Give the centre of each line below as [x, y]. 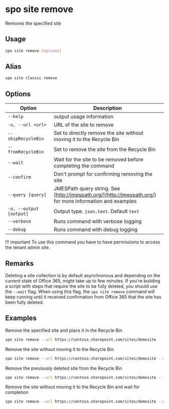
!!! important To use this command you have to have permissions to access [83, 242]
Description [108, 108]
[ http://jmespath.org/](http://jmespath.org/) [105, 195]
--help [16, 117]
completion [17, 392]
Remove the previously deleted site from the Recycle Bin [64, 368]
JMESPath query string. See [87, 189]
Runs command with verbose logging [98, 222]
